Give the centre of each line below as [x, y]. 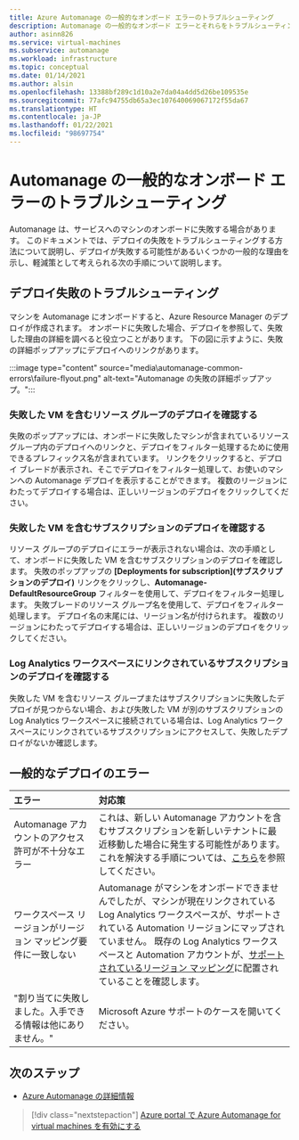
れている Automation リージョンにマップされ [191, 928]
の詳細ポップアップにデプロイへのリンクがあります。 [106, 349]
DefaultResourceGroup [53, 594]
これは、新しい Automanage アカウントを [186, 818]
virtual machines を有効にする [86, 1126]
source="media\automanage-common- [171, 367]
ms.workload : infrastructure [63, 59]
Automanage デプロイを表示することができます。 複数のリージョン [157, 480]
